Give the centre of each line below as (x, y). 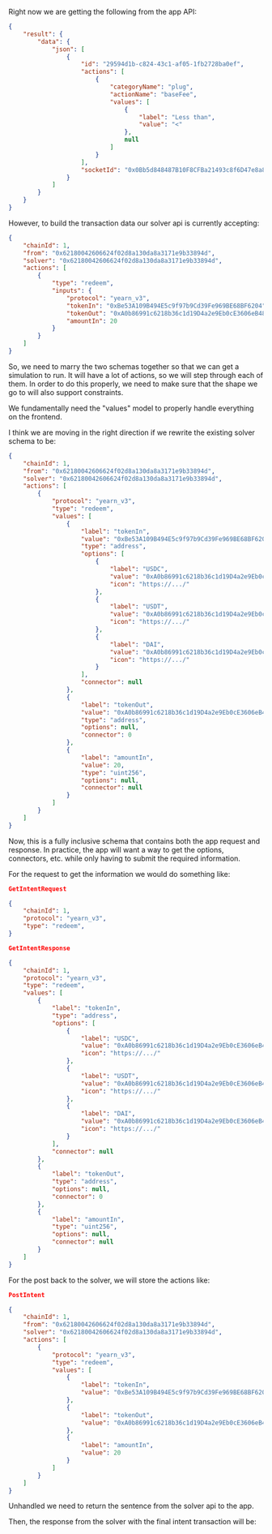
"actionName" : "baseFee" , (153, 94)
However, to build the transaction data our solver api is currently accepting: (134, 223)
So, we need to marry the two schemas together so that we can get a (124, 366)
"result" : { (43, 34)
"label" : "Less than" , (177, 117)
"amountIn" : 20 (91, 321)
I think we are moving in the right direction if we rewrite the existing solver (132, 432)
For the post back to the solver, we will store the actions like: (109, 1280)
